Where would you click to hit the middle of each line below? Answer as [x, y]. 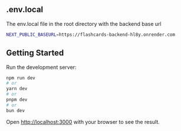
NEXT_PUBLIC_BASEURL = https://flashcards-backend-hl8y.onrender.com [91, 35]
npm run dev [21, 78]
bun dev [16, 110]
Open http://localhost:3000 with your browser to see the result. [83, 122]
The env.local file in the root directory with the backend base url [84, 23]
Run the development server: [41, 67]
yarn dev [17, 89]
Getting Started [35, 53]
